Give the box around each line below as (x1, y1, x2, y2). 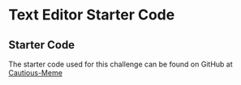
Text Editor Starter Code (8, 6, 175, 24)
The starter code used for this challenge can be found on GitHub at (8, 59, 233, 69)
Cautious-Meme (8, 68, 63, 78)
